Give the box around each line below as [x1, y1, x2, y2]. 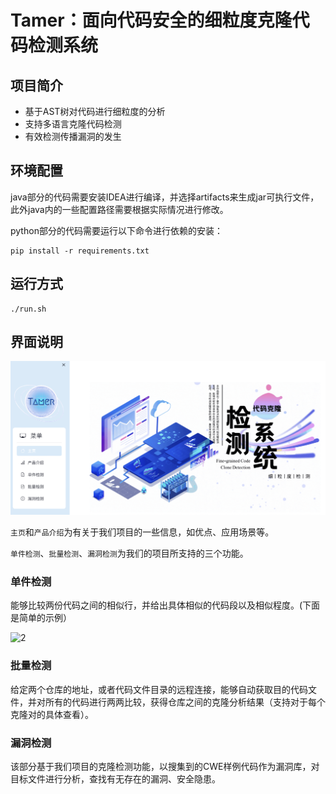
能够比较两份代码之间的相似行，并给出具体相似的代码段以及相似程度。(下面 [10, 599, 321, 611]
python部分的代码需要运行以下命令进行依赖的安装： [10, 224, 223, 236]
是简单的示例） [10, 612, 72, 624]
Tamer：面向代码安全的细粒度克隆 [10, 9, 293, 32]
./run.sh [10, 304, 47, 314]
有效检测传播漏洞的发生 [24, 131, 122, 142]
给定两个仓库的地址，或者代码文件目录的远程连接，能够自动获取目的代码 [10, 683, 308, 695]
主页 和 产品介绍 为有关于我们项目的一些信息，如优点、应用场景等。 [10, 526, 275, 538]
